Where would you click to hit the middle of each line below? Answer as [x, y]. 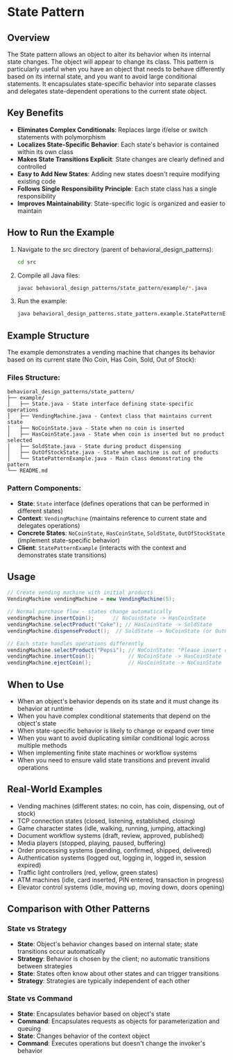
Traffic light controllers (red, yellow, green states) [87, 872]
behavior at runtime [45, 709]
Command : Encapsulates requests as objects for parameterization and [118, 1021]
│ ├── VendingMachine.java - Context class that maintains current [110, 416]
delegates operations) [49, 525]
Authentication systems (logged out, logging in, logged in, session [112, 857]
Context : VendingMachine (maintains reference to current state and [112, 518]
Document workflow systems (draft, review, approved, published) [111, 835]
